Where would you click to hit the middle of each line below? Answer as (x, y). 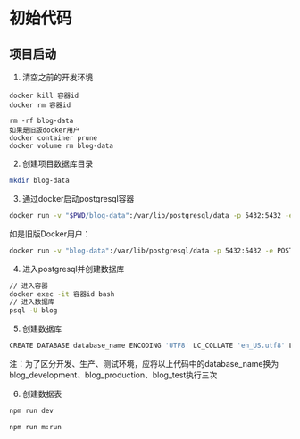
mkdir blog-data (39, 180)
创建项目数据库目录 (58, 163)
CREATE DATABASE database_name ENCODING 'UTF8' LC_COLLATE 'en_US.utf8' (147, 346)
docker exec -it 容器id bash (62, 294)
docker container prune (54, 138)
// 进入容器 (29, 286)
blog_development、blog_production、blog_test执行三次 (113, 375)
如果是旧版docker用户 (45, 130)
